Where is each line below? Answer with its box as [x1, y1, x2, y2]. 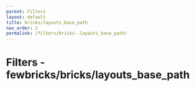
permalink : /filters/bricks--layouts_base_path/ [6, 31, 127, 36]
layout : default [6, 14, 46, 20]
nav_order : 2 [6, 25, 38, 31]
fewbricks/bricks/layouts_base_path [6, 68, 190, 82]
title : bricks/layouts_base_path [6, 19, 88, 25]
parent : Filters [6, 8, 46, 15]
